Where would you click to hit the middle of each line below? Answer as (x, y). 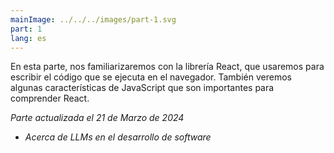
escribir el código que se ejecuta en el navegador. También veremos (151, 77)
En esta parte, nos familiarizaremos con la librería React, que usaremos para (167, 67)
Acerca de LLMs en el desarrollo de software (118, 137)
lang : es (28, 38)
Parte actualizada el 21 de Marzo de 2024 (97, 118)
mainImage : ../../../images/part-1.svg (93, 19)
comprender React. (50, 98)
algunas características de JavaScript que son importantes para (142, 88)
